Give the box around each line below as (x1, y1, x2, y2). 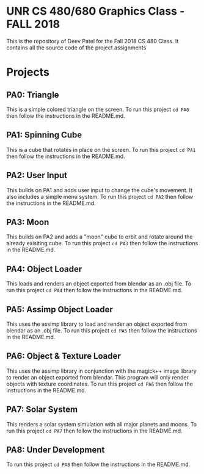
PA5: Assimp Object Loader (6, 304, 113, 315)
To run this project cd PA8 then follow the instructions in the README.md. (6, 461, 191, 468)
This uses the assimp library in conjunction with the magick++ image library (6, 367, 197, 375)
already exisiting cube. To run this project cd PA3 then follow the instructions (6, 240, 199, 247)
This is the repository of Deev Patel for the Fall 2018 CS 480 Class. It (6, 37, 179, 45)
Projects (6, 65, 50, 79)
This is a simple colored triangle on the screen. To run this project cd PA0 (6, 106, 189, 113)
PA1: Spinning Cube (6, 130, 82, 140)
